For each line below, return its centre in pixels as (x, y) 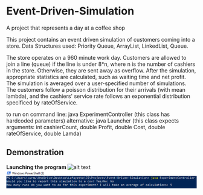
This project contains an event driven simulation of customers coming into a (101, 39)
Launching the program (36, 167)
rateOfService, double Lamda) (44, 133)
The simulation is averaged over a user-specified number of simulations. (96, 83)
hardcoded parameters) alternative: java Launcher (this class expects (93, 120)
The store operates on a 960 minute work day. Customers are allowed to (96, 57)
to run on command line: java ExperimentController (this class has (88, 114)
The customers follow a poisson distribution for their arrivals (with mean (96, 89)
